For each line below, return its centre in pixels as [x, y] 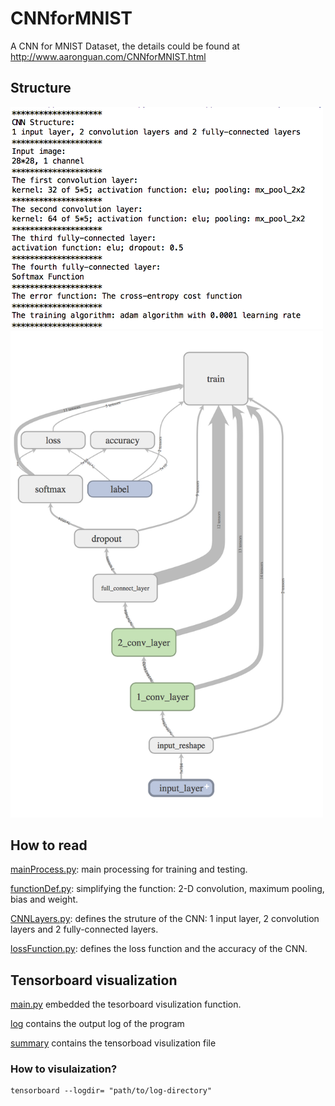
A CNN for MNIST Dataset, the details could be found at [125, 46]
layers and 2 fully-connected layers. [84, 929]
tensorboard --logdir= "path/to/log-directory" [111, 1091]
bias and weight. [44, 899]
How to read [49, 845]
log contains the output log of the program [97, 1024]
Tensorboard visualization [94, 980]
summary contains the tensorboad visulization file [113, 1043]
